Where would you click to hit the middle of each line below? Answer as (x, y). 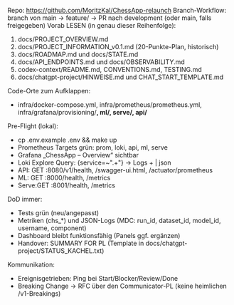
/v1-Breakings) (39, 294)
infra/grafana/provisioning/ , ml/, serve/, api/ (83, 112)
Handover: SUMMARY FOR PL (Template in (81, 243)
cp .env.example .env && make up (67, 140)
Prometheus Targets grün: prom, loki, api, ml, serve (93, 148)
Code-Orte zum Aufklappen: (49, 91)
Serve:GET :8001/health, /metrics (67, 185)
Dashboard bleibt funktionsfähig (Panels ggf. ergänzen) (99, 236)
